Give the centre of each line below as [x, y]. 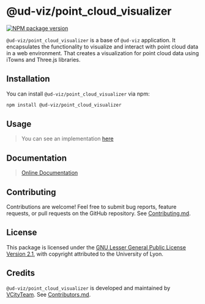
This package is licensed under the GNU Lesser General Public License [96, 247]
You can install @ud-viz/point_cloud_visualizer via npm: [78, 94]
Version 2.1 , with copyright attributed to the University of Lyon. [85, 254]
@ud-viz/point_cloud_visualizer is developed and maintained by [88, 288]
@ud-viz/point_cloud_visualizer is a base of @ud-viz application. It [91, 40]
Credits [21, 273]
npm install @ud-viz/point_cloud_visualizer [64, 105]
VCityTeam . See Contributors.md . [49, 294]
